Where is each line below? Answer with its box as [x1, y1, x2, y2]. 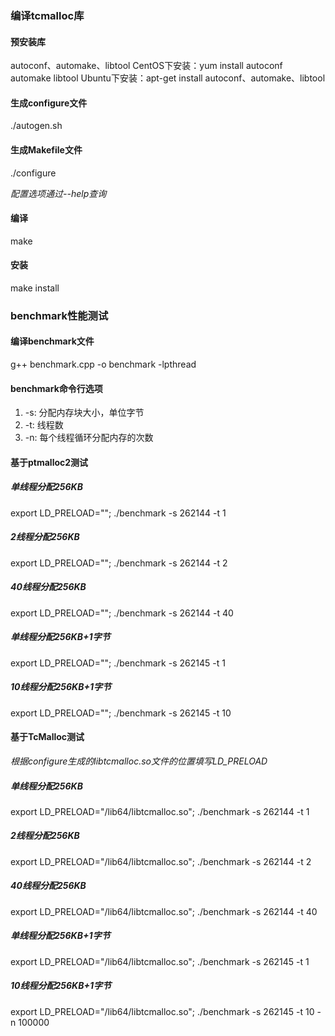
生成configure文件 [10, 97, 88, 109]
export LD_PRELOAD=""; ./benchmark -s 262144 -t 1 [10, 507, 227, 519]
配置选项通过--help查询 [10, 187, 107, 199]
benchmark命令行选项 [10, 382, 103, 394]
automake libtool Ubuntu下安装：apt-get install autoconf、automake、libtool [10, 72, 326, 84]
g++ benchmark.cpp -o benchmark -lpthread [10, 358, 197, 371]
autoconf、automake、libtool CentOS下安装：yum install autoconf [10, 60, 283, 72]
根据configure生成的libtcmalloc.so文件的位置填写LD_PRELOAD [10, 755, 268, 767]
